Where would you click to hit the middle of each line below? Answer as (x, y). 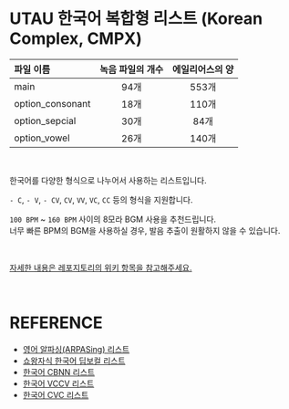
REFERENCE (56, 323)
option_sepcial (45, 121)
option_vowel (42, 138)
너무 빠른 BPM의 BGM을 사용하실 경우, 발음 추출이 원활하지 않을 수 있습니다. (145, 230)
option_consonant (52, 103)
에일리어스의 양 (203, 69)
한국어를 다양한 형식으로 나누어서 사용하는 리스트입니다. (108, 180)
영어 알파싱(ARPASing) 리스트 (76, 349)
